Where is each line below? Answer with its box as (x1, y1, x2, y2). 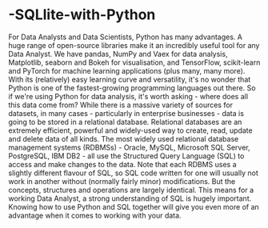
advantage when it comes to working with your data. (8, 210, 182, 220)
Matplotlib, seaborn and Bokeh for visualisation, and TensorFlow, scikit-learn (8, 58, 261, 67)
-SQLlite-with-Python (8, 6, 156, 24)
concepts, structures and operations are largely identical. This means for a (8, 185, 254, 194)
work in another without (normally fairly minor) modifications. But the (8, 176, 236, 186)
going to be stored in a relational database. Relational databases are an (8, 117, 242, 126)
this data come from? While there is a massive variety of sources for (8, 100, 234, 110)
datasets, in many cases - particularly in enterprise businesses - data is (8, 108, 244, 118)
